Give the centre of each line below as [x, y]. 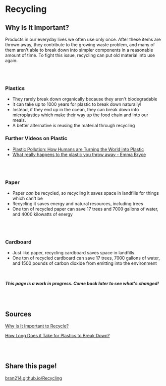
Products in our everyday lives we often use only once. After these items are [83, 39]
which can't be [28, 198]
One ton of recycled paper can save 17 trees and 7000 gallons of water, [85, 209]
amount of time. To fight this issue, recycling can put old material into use [80, 55]
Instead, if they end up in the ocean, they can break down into [76, 110]
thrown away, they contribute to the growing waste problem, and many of [80, 45]
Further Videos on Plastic [36, 139]
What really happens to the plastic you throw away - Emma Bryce [79, 154]
